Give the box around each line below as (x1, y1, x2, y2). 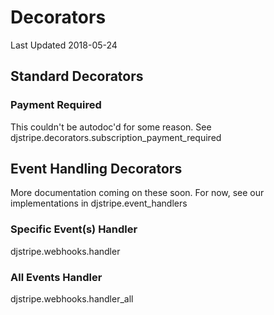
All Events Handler (10, 270, 103, 284)
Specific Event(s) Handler (10, 222, 138, 236)
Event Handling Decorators (10, 161, 183, 178)
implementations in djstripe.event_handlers (10, 197, 188, 210)
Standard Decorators (10, 68, 144, 85)
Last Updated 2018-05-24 (10, 39, 118, 51)
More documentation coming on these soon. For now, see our (10, 187, 265, 199)
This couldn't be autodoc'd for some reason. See (10, 121, 212, 133)
